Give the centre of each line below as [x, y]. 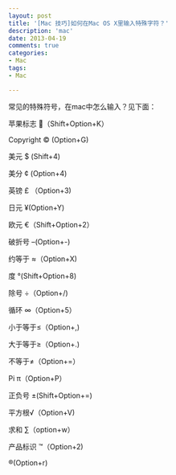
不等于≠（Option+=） [44, 361]
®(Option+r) [28, 462]
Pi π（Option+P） [37, 378]
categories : [28, 53]
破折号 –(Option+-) [39, 241]
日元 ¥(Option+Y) [37, 207]
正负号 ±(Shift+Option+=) [50, 395]
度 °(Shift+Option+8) [43, 276]
